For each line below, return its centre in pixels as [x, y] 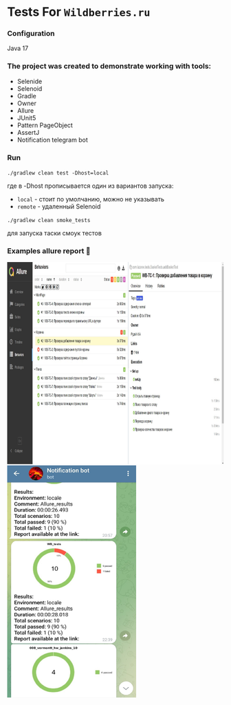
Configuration [31, 34]
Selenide [30, 81]
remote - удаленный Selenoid [59, 206]
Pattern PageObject [45, 125]
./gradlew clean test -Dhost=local [58, 173]
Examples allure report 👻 [49, 251]
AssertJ [28, 132]
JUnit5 [26, 118]
